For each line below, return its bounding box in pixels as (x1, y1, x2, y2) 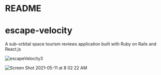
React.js (5, 46, 21, 52)
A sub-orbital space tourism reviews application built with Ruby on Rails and (5, 41, 157, 47)
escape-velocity (5, 25, 73, 36)
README (5, 3, 42, 14)
